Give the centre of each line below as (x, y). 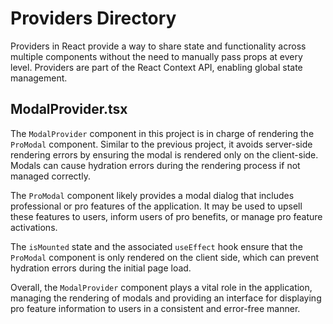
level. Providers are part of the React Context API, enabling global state (156, 67)
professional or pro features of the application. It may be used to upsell (156, 206)
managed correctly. (50, 176)
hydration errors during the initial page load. (101, 268)
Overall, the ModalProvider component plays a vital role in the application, (161, 287)
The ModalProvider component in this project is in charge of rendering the (162, 133)
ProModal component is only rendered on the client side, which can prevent (165, 257)
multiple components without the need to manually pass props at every (156, 56)
